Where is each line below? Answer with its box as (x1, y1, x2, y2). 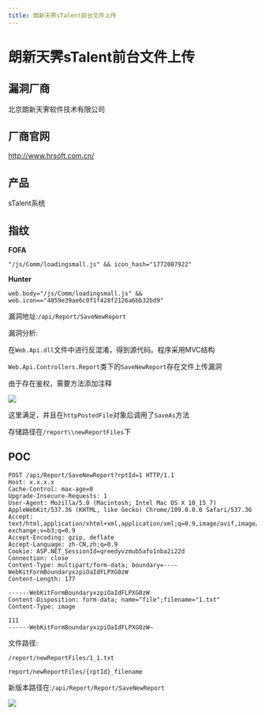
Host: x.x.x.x (8, 478, 55, 486)
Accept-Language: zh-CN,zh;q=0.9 (8, 540, 118, 548)
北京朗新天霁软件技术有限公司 (8, 104, 105, 114)
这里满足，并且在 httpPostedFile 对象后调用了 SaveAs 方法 (8, 410, 190, 420)
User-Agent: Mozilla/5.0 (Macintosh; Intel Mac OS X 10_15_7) (8, 499, 217, 506)
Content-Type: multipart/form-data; (8, 561, 129, 569)
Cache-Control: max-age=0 (8, 485, 93, 493)
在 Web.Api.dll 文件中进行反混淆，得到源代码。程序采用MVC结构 (8, 345, 215, 355)
